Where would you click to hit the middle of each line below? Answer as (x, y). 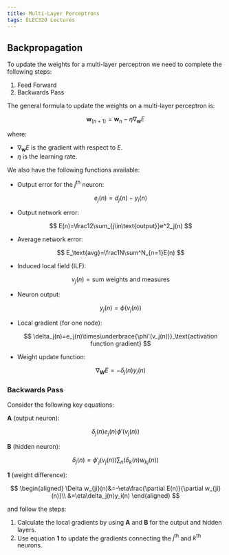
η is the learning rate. (47, 157)
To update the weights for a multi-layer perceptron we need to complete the (115, 64)
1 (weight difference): (37, 475)
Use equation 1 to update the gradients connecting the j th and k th (109, 537)
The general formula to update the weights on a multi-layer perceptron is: (111, 106)
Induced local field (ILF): (52, 266)
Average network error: (50, 239)
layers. (26, 529)
